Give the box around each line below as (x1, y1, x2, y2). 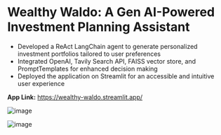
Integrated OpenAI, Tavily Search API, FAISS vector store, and (17, 57, 196, 65)
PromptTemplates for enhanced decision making (17, 64, 158, 73)
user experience (17, 79, 65, 87)
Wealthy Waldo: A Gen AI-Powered (7, 4, 215, 20)
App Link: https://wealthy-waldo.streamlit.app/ (7, 92, 143, 101)
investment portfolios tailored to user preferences (17, 50, 161, 58)
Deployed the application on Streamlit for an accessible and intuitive (17, 71, 215, 80)
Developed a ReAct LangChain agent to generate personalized (17, 42, 198, 50)
